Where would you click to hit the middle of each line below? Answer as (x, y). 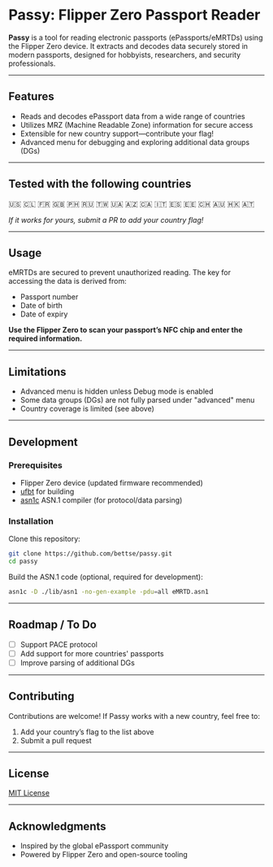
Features (31, 96)
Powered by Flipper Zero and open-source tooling (104, 855)
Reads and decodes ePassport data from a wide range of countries (132, 116)
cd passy (23, 562)
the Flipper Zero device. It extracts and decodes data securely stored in (128, 46)
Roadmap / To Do (53, 625)
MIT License (29, 793)
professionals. (32, 63)
